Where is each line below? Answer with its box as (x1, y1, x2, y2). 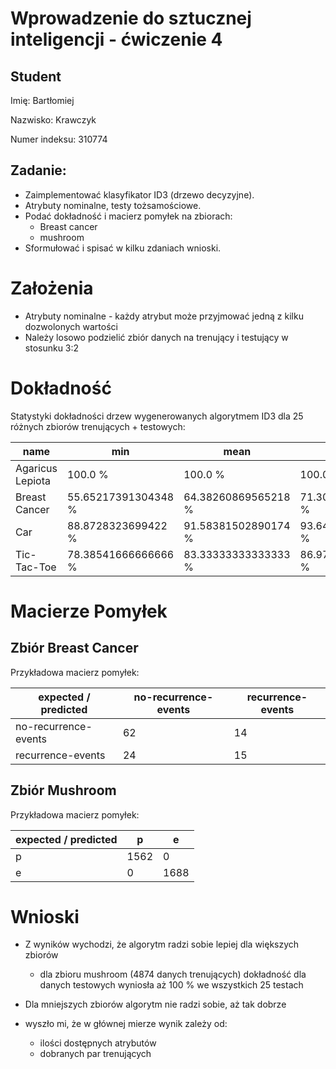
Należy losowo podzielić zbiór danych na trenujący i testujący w (24, 331, 289, 343)
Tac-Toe (15, 560, 57, 574)
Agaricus (15, 461, 58, 475)
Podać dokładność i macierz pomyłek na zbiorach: (24, 210, 233, 222)
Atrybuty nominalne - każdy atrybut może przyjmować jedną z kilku (24, 310, 304, 322)
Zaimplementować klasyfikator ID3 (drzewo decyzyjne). (24, 188, 255, 201)
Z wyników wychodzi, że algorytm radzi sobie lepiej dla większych (24, 938, 300, 951)
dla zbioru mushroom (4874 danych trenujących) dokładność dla (39, 968, 307, 981)
